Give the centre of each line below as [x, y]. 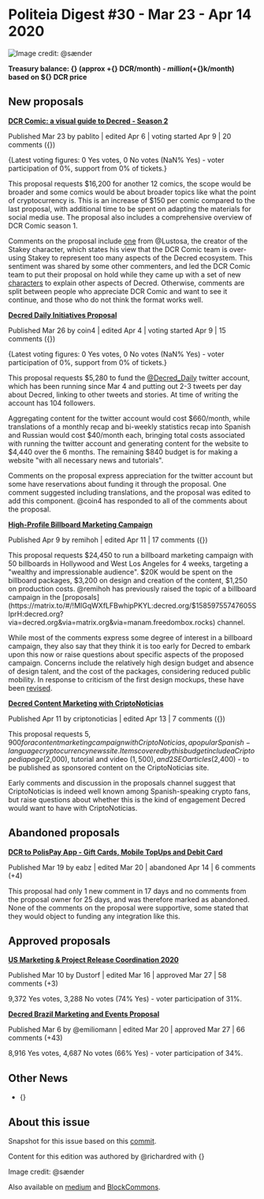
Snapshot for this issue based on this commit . [82, 1141]
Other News [38, 1078]
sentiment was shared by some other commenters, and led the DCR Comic [129, 266]
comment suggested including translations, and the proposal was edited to [129, 492]
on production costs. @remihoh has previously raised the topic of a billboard [132, 588]
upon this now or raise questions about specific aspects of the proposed [126, 654]
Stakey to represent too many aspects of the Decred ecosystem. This [140, 258]
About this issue [49, 1122]
